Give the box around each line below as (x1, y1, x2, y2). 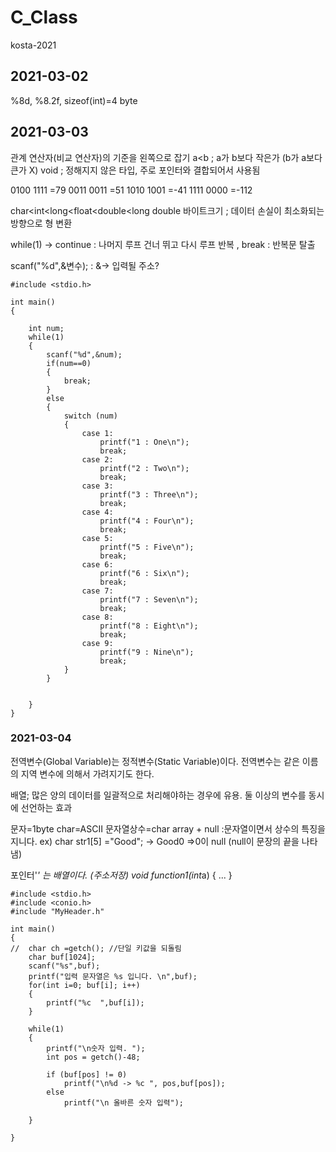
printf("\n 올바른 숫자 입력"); (63, 1097, 185, 1108)
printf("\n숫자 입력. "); (46, 1043, 146, 1053)
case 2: (81, 454, 114, 465)
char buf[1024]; (28, 952, 97, 962)
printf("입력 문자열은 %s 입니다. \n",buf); (28, 971, 198, 981)
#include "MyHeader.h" (10, 906, 105, 916)
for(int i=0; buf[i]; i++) (28, 980, 141, 990)
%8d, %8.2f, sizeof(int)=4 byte (10, 94, 138, 106)
